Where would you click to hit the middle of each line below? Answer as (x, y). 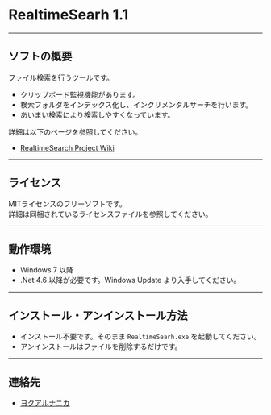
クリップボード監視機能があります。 (80, 94)
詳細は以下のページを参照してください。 (75, 131)
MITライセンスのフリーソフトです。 (67, 204)
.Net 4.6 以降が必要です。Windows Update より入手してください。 (130, 280)
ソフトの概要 (40, 57)
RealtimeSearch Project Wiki (67, 147)
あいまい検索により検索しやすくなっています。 (97, 114)
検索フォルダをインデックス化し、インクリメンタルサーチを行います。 (136, 104)
